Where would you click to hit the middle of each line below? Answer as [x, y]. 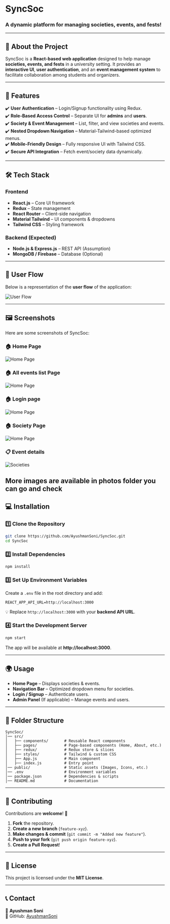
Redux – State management [41, 208]
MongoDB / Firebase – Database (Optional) [58, 254]
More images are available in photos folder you [80, 481]
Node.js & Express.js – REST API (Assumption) [61, 248]
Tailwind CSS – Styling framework [48, 224]
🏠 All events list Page [33, 372]
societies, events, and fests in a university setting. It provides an [73, 64]
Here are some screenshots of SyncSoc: [47, 333]
